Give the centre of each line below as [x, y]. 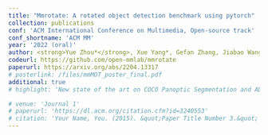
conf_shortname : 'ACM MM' [51, 38]
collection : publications [51, 23]
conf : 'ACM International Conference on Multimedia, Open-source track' [132, 30]
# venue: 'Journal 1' [44, 104]
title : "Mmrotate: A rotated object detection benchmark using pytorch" [132, 15]
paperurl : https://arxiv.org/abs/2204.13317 [83, 67]
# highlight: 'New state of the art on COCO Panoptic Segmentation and [130, 89]
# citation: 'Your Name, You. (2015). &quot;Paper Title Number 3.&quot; [134, 119]
